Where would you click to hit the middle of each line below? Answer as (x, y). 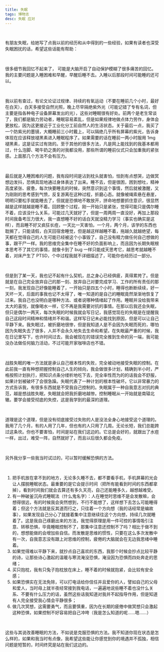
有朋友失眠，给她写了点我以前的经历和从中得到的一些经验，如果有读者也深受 (82, 43)
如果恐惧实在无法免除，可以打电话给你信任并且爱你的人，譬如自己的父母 (85, 582)
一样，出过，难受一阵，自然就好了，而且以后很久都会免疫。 (65, 438)
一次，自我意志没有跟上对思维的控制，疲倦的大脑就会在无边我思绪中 (85, 539)
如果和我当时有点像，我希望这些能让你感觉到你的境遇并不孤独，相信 (90, 639)
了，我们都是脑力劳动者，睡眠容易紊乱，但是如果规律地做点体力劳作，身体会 (82, 119)
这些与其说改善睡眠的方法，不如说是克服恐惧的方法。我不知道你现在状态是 (80, 632)
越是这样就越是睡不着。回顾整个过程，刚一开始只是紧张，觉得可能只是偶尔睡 (82, 207)
